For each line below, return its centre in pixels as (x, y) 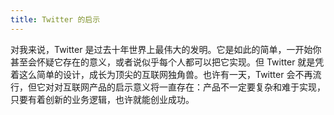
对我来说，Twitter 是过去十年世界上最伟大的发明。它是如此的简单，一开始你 (166, 49)
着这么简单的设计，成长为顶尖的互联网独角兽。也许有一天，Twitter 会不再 (161, 74)
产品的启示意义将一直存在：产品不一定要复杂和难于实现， (207, 87)
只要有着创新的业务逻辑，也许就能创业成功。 (102, 99)
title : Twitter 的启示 (55, 19)
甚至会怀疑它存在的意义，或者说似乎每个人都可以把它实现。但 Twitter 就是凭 (167, 62)
